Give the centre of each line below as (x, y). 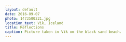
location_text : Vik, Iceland (34, 23)
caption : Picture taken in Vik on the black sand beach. (63, 32)
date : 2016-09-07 (22, 14)
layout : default (21, 9)
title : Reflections (25, 28)
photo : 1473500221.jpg (28, 18)
